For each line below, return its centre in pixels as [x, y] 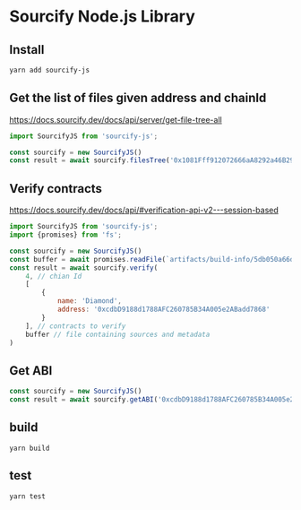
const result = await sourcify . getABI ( [84, 400]
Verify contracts [56, 189]
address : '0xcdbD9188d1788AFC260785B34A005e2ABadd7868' [163, 309]
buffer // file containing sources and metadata [118, 334]
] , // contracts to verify [76, 326]
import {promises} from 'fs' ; [66, 235]
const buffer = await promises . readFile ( [88, 259]
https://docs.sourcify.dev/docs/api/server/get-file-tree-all [116, 119]
